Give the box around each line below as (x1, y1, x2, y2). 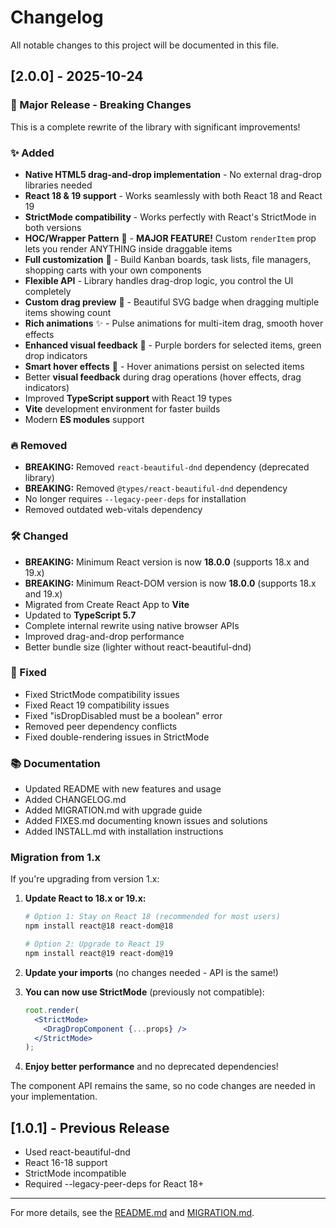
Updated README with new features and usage (24, 783, 222, 795)
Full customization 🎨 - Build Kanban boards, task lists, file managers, (24, 253, 312, 265)
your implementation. (10, 1091, 98, 1103)
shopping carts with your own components (24, 264, 202, 276)
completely (24, 285, 72, 297)
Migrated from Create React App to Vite (24, 598, 190, 610)
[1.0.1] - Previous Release (10, 1119, 170, 1136)
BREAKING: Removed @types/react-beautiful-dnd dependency (24, 482, 288, 495)
